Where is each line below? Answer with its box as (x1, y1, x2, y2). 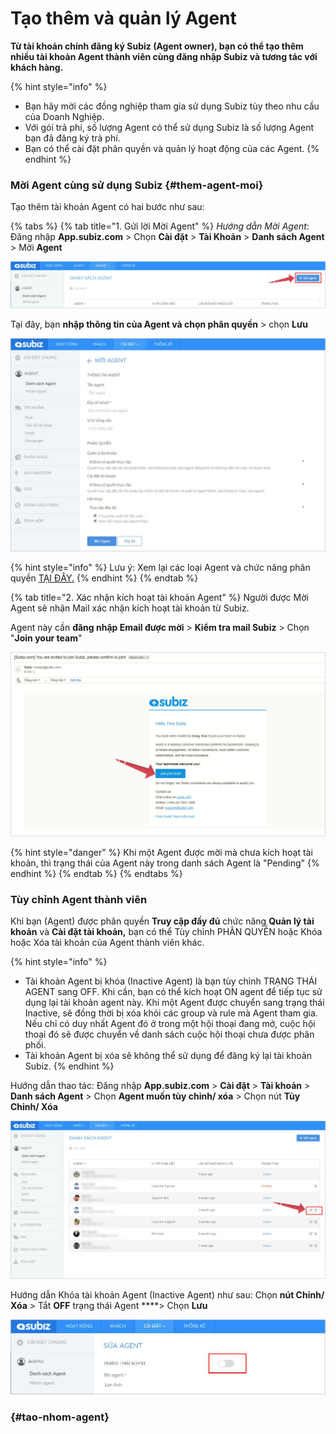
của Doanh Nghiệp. (24, 110, 105, 122)
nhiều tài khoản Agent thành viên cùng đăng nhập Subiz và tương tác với (10, 50, 318, 62)
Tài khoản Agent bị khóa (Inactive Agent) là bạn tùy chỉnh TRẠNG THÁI (24, 975, 318, 987)
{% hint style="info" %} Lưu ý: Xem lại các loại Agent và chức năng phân (10, 562, 311, 574)
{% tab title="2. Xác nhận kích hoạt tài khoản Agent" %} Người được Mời (10, 592, 309, 604)
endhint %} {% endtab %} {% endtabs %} (10, 867, 183, 879)
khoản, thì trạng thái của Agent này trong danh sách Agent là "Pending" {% (10, 857, 320, 869)
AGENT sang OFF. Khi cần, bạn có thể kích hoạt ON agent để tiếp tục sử (24, 986, 323, 998)
